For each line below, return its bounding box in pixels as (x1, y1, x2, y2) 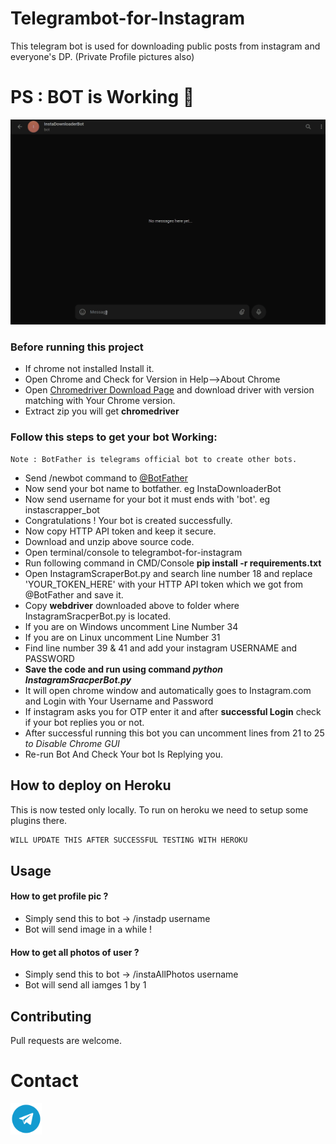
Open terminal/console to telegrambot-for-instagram (24, 546, 243, 558)
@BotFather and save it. (24, 588, 124, 601)
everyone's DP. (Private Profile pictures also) (10, 50, 195, 62)
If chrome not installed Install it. (24, 363, 155, 375)
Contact (10, 1070, 79, 1092)
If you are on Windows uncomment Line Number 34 (24, 620, 239, 632)
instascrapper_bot (24, 503, 100, 516)
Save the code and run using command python (24, 663, 223, 675)
